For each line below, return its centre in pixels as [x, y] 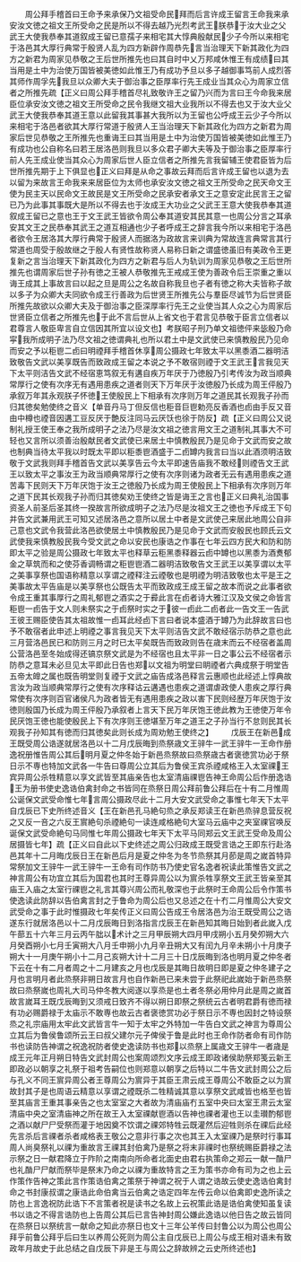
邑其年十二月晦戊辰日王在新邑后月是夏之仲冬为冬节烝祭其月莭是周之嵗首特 [146, 855]
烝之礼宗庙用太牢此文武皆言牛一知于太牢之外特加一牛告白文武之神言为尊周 [146, 1024]
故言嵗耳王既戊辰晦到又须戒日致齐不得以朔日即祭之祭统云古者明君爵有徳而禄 [150, 1001]
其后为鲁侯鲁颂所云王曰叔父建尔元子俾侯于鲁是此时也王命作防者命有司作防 [154, 1035]
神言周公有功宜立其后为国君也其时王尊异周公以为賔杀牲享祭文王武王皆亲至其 [150, 878]
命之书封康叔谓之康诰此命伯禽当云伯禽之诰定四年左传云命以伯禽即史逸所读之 [150, 1192]
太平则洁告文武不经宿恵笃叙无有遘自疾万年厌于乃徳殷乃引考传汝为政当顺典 [154, 373]
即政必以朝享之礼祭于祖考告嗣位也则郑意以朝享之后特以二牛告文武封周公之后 [150, 1069]
